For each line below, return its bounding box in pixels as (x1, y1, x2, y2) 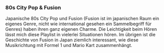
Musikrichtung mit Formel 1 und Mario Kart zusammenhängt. (5, 42, 133, 48)
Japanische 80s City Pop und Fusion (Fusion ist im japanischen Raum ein (5, 16, 159, 22)
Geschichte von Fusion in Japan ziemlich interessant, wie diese (5, 37, 139, 43)
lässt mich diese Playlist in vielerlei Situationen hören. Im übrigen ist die (5, 32, 156, 38)
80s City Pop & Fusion (5, 4, 61, 11)
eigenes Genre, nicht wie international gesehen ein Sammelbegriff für (5, 21, 152, 27)
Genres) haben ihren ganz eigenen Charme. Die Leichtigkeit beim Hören (5, 26, 157, 32)
